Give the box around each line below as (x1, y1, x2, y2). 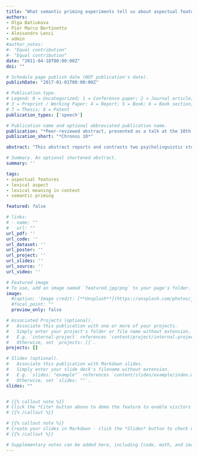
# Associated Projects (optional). (6, 317, 94, 323)
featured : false (6, 204, 46, 210)
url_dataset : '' (6, 241, 46, 247)
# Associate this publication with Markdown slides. (6, 361, 144, 367)
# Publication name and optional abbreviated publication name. (6, 122, 167, 128)
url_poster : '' (6, 247, 44, 253)
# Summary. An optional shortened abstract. (6, 155, 117, 161)
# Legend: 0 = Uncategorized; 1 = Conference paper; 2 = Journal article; (6, 95, 194, 102)
